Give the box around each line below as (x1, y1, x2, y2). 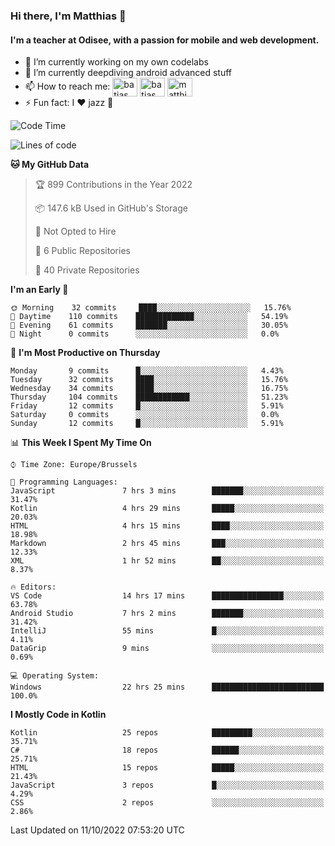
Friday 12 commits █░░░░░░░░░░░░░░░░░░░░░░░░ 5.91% (10, 401, 284, 411)
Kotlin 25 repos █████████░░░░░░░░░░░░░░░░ (10, 728, 325, 738)
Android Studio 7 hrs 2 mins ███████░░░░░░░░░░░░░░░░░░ (10, 609, 325, 619)
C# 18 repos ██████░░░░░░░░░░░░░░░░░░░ (10, 745, 325, 756)
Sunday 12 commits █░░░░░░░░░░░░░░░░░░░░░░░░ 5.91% (10, 419, 284, 429)
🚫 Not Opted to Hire (34, 225, 117, 238)
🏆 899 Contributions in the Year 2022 (34, 179, 193, 191)
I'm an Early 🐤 (10, 284, 69, 296)
